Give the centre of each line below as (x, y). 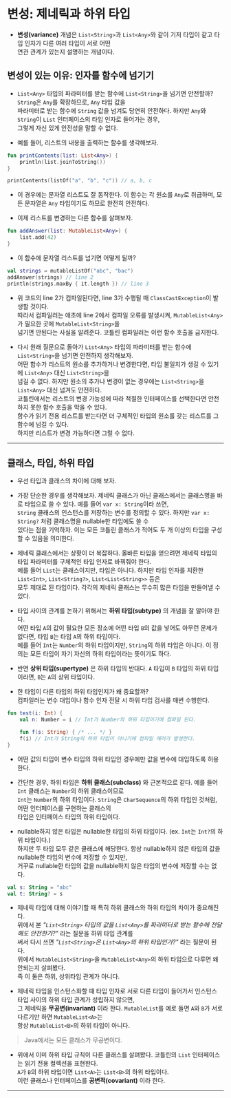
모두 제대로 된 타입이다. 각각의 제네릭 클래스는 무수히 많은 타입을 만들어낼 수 (119, 588)
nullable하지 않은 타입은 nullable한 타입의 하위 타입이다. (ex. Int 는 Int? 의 (117, 831)
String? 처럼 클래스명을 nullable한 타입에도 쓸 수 (83, 521)
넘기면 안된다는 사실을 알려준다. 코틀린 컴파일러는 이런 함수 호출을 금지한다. (118, 332)
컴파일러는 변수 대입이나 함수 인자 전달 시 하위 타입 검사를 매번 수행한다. (113, 700)
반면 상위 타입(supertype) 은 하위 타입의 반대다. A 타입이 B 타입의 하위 (111, 668)
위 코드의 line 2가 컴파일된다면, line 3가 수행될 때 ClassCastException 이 (114, 297)
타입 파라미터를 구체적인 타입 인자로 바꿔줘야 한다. (84, 562)
